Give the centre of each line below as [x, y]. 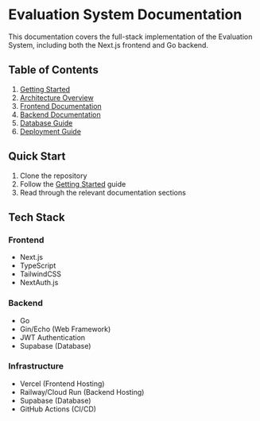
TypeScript [38, 266]
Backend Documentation [60, 114]
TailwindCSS [41, 274]
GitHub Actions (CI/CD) [58, 409]
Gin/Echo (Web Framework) [65, 329]
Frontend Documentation [60, 106]
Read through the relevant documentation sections [103, 192]
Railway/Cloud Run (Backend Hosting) [82, 392]
